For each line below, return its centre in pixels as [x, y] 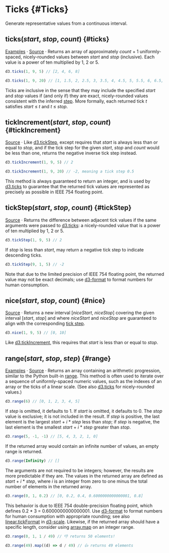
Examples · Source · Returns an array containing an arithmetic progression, [83, 371]
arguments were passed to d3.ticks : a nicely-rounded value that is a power [83, 225]
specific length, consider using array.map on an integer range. [70, 527]
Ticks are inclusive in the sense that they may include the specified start [80, 90]
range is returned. [24, 451]
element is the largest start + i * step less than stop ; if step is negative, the [82, 422]
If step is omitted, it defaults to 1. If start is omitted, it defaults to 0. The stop [84, 411]
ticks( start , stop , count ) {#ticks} [57, 39]
